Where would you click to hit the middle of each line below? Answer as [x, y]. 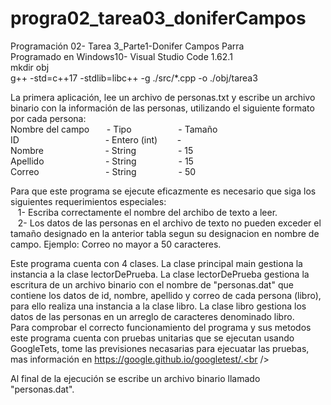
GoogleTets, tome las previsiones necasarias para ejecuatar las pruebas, [160, 348]
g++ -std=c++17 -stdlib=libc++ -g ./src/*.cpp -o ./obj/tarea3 [134, 78]
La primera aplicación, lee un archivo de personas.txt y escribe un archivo [163, 97]
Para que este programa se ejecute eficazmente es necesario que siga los [163, 191]
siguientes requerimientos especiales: [88, 201]
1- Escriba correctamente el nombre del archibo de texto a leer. [147, 212]
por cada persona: [48, 118]
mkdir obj [30, 67]
